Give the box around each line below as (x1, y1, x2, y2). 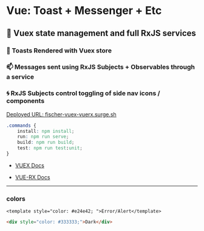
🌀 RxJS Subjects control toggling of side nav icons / (6, 89, 160, 98)
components (6, 97, 45, 105)
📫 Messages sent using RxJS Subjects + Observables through (6, 63, 195, 71)
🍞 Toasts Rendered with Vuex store (6, 46, 112, 55)
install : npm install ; (17, 128, 75, 134)
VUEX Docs (15, 162, 44, 169)
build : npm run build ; (17, 140, 75, 146)
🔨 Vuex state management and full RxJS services (6, 28, 196, 38)
